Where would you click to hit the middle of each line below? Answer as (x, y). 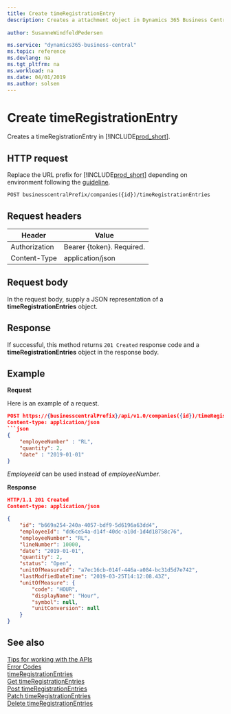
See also (26, 643)
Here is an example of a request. (53, 403)
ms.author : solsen (33, 83)
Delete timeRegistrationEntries (50, 703)
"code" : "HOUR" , (55, 589)
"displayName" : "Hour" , (66, 596)
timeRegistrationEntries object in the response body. (83, 352)
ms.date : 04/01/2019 (37, 77)
